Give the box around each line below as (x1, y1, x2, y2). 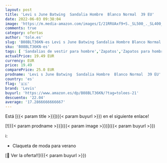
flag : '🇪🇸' (5, 81, 30, 86)
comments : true (5, 26, 37, 31)
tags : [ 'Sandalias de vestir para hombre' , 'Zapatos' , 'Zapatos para (5, 49, 150, 54)
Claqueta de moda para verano (12, 143, 76, 149)
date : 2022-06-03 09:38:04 (5, 16, 61, 21)
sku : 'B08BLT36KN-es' (5, 44, 50, 49)
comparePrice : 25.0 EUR (5, 68, 55, 73)
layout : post (5, 7, 32, 12)
